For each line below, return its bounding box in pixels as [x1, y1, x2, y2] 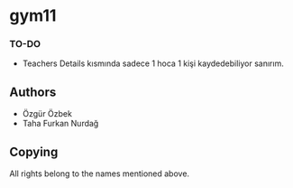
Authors [9, 84, 57, 99]
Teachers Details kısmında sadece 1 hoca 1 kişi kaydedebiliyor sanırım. [22, 58, 284, 69]
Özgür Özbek [22, 108, 72, 119]
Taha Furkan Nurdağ [22, 118, 99, 129]
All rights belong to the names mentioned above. [9, 168, 190, 179]
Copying [9, 144, 59, 159]
